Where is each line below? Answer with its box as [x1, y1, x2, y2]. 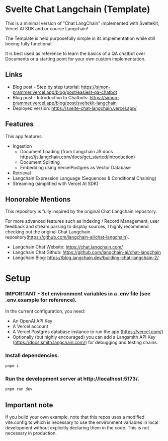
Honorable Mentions [5, 195, 71, 204]
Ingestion [12, 143, 32, 149]
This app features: [5, 133, 43, 139]
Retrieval [12, 170, 31, 176]
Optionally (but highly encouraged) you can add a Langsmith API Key [12, 334, 156, 340]
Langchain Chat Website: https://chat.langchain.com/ [12, 244, 123, 250]
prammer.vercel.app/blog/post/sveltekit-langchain [12, 100, 117, 106]
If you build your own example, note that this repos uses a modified [5, 414, 145, 420]
